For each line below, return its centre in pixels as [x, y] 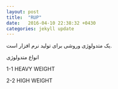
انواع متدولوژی [23, 57]
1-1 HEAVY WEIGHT [31, 69]
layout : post [23, 12]
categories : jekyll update [40, 29]
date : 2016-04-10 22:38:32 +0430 [51, 23]
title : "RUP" [24, 17]
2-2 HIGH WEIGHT [29, 81]
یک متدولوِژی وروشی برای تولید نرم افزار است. [59, 46]
